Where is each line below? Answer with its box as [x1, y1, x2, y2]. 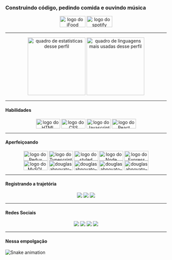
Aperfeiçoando [5, 139, 38, 145]
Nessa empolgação [5, 238, 48, 244]
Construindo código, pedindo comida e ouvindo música [5, 4, 146, 11]
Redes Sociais [5, 209, 36, 215]
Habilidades [5, 107, 32, 113]
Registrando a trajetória [5, 181, 57, 187]
